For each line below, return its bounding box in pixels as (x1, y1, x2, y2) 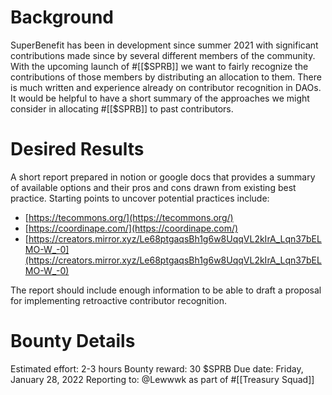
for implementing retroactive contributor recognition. (10, 294, 227, 306)
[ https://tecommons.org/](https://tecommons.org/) (24, 211, 234, 223)
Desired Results (10, 138, 145, 161)
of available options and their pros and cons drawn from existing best (10, 181, 297, 193)
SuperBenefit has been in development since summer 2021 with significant (10, 39, 319, 51)
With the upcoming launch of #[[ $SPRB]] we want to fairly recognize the (10, 60, 309, 72)
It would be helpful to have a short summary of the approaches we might (10, 92, 310, 104)
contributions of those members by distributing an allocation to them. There (10, 71, 322, 83)
